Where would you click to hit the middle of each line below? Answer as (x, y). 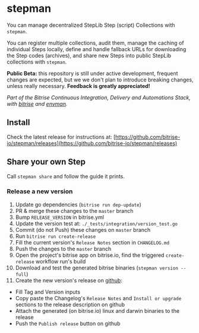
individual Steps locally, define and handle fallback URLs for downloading (97, 49)
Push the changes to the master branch (63, 249)
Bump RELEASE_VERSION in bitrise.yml (60, 217)
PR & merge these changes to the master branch (74, 211)
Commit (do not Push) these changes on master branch (83, 230)
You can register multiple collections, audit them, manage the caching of (95, 43)
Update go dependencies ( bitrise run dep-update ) (78, 205)
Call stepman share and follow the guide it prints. (66, 176)
